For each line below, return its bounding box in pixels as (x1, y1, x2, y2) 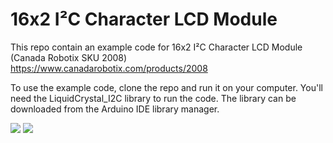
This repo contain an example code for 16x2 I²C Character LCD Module (10, 41, 303, 53)
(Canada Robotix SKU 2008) (10, 51, 128, 63)
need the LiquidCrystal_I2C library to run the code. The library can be (10, 92, 297, 104)
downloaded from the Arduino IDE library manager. (10, 103, 220, 115)
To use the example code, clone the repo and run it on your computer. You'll (10, 81, 323, 93)
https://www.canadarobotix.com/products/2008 (10, 62, 208, 74)
